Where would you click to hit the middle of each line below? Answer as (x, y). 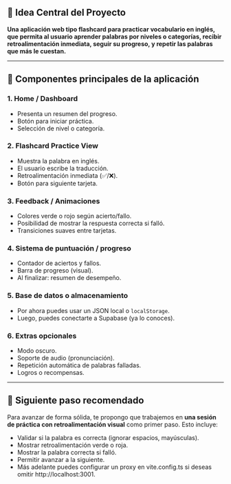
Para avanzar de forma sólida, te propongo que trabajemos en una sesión (112, 417)
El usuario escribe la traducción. (63, 168)
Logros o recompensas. (51, 372)
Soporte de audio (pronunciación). (66, 358)
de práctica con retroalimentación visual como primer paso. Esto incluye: (112, 424)
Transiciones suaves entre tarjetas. (67, 231)
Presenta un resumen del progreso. (67, 113)
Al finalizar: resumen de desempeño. (69, 278)
